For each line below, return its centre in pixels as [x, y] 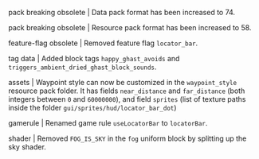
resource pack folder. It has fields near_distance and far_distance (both [127, 91]
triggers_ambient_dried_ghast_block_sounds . [82, 67]
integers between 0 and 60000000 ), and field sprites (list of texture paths [127, 99]
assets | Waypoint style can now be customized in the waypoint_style [123, 82]
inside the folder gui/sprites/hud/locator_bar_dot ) [92, 108]
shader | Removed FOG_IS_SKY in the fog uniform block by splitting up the [128, 138]
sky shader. [27, 147]
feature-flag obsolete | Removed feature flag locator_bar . [103, 43]
